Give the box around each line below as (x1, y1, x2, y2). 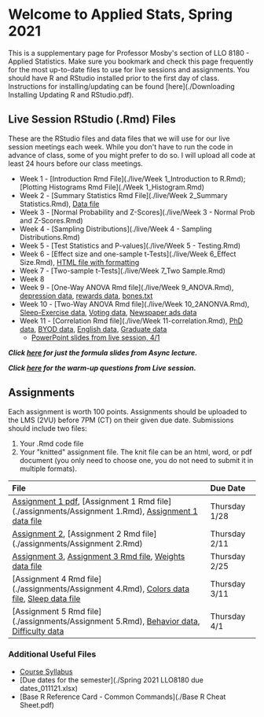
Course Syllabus (19, 667, 73, 676)
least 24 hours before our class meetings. (8, 159, 144, 168)
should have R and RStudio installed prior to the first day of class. (8, 73, 220, 83)
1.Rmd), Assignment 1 (115, 506, 198, 517)
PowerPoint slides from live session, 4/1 (31, 333, 160, 342)
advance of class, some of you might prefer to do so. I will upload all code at (8, 150, 255, 160)
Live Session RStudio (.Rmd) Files (8, 112, 177, 127)
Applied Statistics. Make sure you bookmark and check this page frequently (8, 57, 254, 66)
